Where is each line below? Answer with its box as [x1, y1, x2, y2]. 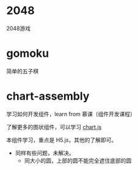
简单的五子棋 [6, 67, 38, 75]
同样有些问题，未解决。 [15, 149, 74, 157]
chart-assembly [6, 89, 90, 103]
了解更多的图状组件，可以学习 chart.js [6, 123, 102, 130]
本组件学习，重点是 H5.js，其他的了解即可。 [6, 136, 117, 144]
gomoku [6, 46, 49, 61]
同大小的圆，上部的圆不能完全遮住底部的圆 [24, 157, 132, 164]
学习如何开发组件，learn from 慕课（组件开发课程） [6, 110, 136, 117]
